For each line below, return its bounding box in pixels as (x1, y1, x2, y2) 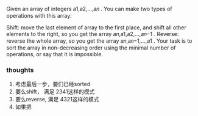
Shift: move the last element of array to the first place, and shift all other (6, 24, 187, 31)
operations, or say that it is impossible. (6, 51, 104, 57)
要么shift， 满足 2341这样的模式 (15, 88, 95, 95)
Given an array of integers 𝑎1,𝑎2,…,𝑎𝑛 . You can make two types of (6, 5, 172, 12)
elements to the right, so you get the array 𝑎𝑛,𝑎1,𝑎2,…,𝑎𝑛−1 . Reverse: (6, 31, 179, 37)
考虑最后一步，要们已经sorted (15, 81, 91, 88)
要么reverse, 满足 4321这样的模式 (15, 96, 99, 103)
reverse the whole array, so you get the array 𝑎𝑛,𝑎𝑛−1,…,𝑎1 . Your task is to (6, 37, 193, 45)
